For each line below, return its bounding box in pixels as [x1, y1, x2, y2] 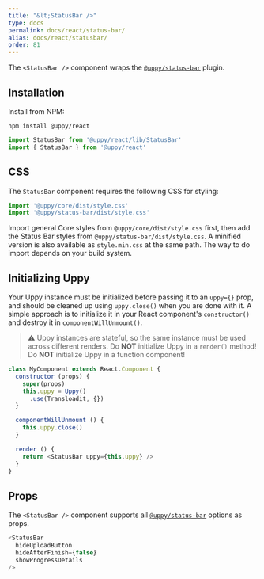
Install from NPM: [8, 106, 65, 116]
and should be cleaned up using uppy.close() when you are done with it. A [8, 301, 252, 310]
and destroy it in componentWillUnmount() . [8, 318, 143, 327]
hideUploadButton [15, 542, 73, 550]
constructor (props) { [15, 372, 90, 380]
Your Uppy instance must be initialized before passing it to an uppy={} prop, [8, 292, 255, 302]
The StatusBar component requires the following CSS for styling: [8, 186, 219, 196]
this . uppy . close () [22, 424, 83, 432]
